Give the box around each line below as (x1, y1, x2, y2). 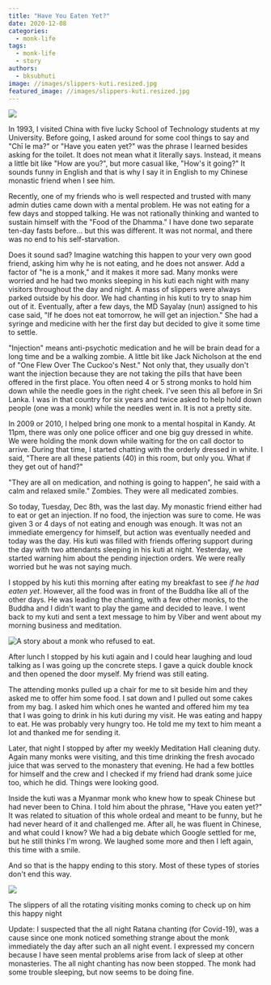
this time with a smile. (8, 845, 81, 855)
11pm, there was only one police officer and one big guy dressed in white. (8, 428, 253, 438)
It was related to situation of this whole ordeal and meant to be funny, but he (8, 810, 263, 821)
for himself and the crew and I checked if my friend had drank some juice (8, 769, 253, 779)
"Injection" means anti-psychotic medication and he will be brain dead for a (8, 343, 260, 353)
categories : (8, 27, 49, 35)
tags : (8, 42, 27, 50)
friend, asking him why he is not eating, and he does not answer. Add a (8, 259, 245, 268)
